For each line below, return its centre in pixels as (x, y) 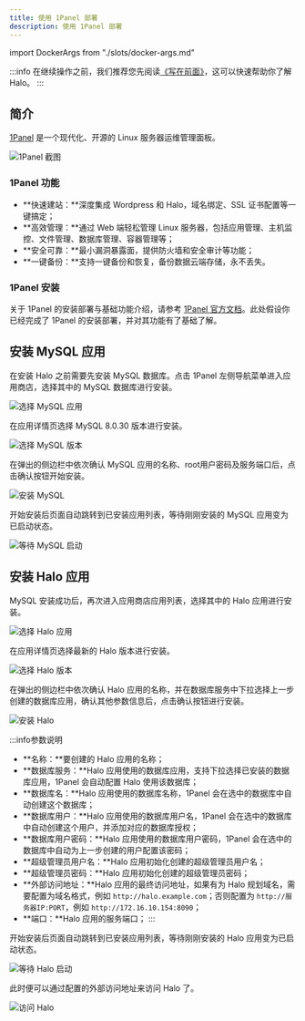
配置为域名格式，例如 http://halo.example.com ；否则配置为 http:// (158, 895)
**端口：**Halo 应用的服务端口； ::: (89, 918)
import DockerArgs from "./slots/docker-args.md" (102, 52)
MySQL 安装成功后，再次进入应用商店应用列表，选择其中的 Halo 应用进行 (147, 600)
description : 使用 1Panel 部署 (66, 26)
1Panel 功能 (35, 183)
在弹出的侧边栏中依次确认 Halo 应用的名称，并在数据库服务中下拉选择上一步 (152, 689)
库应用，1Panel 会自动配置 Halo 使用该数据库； (110, 781)
